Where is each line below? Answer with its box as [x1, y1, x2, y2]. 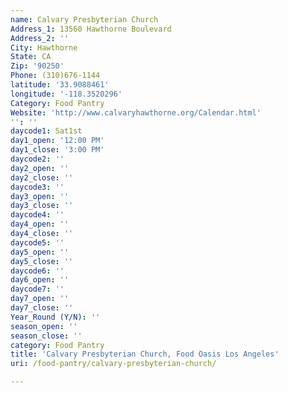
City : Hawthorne [10, 42, 78, 53]
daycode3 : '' [10, 182, 65, 192]
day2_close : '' [10, 172, 74, 183]
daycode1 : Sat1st [10, 126, 83, 136]
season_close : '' [10, 331, 83, 341]
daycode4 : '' [10, 210, 65, 220]
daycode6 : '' [10, 266, 65, 276]
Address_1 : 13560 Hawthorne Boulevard [10, 24, 172, 34]
